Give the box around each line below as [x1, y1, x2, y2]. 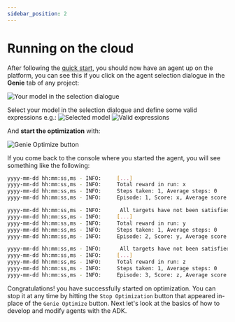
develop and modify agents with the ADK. [7, 306, 127, 315]
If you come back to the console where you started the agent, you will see [7, 153, 221, 162]
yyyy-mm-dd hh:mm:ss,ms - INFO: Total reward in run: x [7, 181, 187, 188]
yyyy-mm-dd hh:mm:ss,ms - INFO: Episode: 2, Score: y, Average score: [7, 232, 230, 240]
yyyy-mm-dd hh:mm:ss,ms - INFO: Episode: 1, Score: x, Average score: [7, 194, 230, 202]
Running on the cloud [7, 40, 134, 56]
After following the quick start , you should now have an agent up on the [7, 64, 213, 72]
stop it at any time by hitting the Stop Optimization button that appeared [7, 291, 215, 300]
